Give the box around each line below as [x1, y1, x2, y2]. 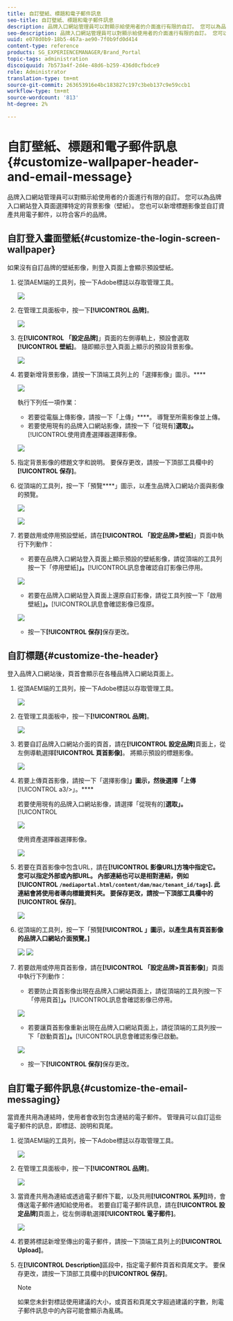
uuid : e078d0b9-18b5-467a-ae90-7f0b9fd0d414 [7, 36, 138, 43]
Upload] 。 [17, 1246, 47, 1254]
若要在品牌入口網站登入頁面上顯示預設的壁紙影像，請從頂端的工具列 [27, 554, 223, 563]
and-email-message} [7, 169, 133, 185]
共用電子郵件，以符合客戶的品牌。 [12, 210, 111, 218]
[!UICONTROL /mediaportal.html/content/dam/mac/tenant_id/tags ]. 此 [17, 881, 221, 889]
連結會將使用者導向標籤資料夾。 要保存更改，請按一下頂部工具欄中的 [17, 889, 214, 897]
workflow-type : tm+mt [7, 88, 70, 95]
